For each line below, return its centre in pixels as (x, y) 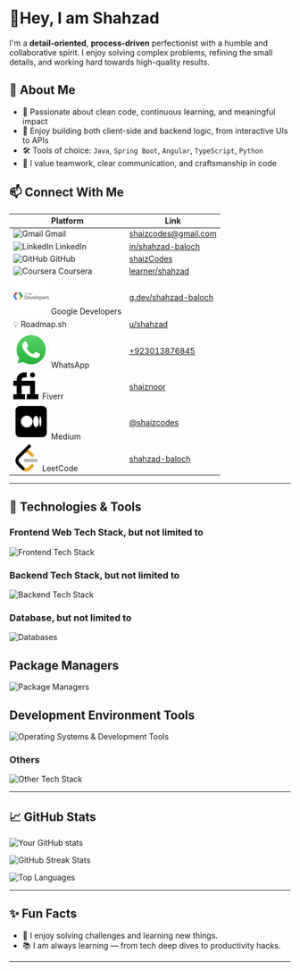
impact (35, 121)
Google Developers (86, 311)
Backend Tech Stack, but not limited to (95, 575)
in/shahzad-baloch (165, 246)
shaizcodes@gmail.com (173, 234)
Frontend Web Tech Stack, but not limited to (106, 533)
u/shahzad (148, 325)
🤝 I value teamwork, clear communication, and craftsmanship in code (149, 163)
